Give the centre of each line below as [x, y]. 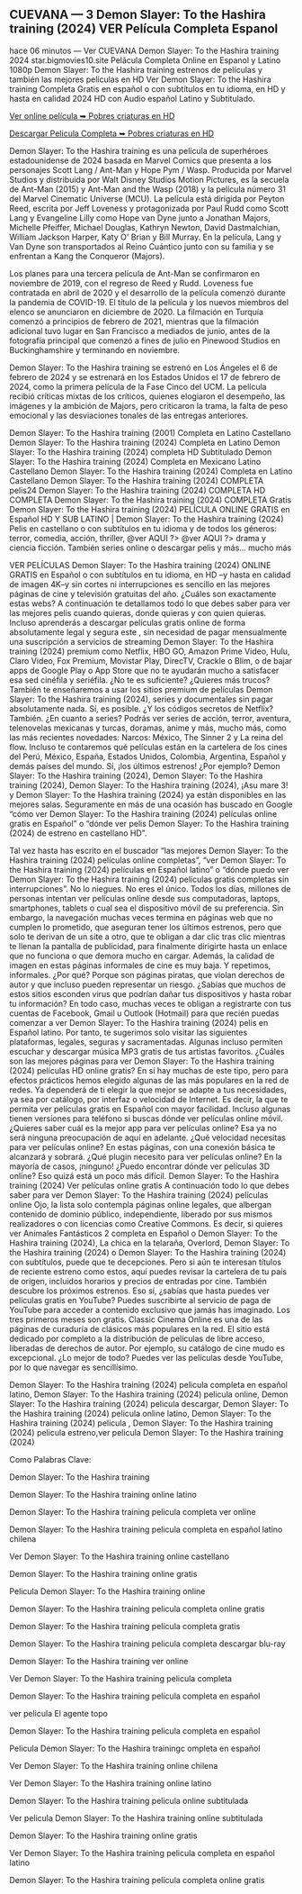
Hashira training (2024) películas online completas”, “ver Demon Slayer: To [148, 860]
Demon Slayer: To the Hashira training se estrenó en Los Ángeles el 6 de [144, 367]
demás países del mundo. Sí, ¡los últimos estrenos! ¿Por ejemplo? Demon [145, 766]
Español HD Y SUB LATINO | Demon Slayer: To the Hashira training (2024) [147, 519]
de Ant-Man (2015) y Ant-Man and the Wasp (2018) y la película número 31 [147, 189]
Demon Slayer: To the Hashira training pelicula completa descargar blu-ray [147, 1644]
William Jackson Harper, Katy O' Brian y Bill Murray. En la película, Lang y [145, 237]
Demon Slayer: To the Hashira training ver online [99, 1661]
